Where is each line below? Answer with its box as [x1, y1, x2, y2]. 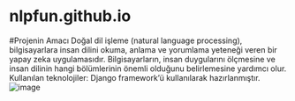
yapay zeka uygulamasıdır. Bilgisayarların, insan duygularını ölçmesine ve [9, 54, 276, 64]
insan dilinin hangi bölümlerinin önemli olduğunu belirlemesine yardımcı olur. [9, 63, 287, 74]
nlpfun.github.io [9, 6, 132, 26]
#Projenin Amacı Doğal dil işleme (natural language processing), [9, 35, 243, 46]
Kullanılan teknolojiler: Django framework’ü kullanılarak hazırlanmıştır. [9, 72, 261, 83]
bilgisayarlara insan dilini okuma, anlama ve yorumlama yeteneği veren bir [9, 44, 278, 54]
